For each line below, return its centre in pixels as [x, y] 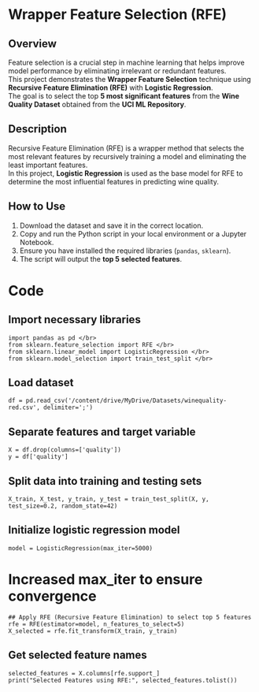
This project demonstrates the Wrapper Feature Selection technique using [130, 79]
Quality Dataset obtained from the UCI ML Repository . [97, 104]
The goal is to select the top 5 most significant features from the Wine [124, 96]
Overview [33, 44]
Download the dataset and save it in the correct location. [111, 225]
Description [37, 129]
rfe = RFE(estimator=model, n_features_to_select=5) [96, 624]
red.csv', [24, 407]
